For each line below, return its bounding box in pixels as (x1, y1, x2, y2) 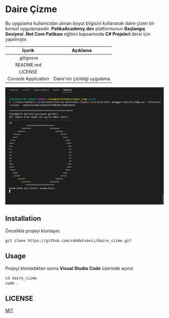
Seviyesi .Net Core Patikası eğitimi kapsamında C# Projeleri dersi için (5, 31, 151, 37)
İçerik (22, 47, 35, 53)
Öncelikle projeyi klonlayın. (5, 228, 61, 234)
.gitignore (18, 54, 39, 61)
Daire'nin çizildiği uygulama (53, 76, 111, 82)
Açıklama (71, 47, 92, 53)
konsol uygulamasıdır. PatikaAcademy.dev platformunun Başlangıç (5, 25, 146, 31)
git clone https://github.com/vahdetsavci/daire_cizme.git (5, 238, 132, 243)
